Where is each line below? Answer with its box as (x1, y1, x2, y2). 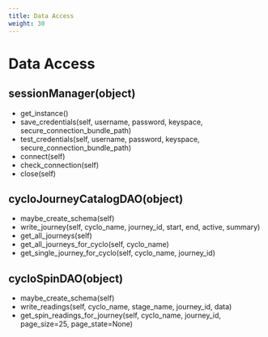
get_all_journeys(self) (19, 231, 93, 240)
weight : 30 (8, 19, 45, 28)
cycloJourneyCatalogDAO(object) (8, 192, 184, 205)
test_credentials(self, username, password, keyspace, (19, 134, 200, 144)
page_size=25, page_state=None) (19, 319, 134, 329)
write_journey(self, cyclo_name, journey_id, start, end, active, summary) (19, 223, 261, 232)
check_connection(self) (19, 160, 100, 170)
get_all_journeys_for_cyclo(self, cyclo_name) (19, 240, 170, 249)
